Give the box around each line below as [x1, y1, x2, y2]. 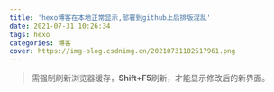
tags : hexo [9, 30, 50, 39]
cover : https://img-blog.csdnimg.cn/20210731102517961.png [9, 47, 236, 56]
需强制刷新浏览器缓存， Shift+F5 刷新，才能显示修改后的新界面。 [31, 73, 270, 84]
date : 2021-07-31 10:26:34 [9, 22, 111, 31]
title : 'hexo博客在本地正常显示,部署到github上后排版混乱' [9, 13, 212, 23]
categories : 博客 [9, 38, 72, 48]
